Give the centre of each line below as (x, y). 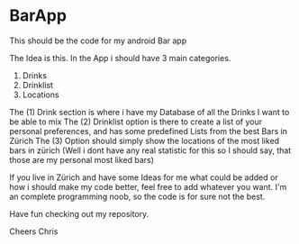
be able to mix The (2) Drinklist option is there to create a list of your (136, 122)
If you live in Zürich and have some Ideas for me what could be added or (144, 177)
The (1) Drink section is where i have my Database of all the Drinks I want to (149, 112)
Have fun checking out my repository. (79, 213)
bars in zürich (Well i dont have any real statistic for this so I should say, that (150, 150)
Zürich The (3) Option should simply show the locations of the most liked (145, 140)
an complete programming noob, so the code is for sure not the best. (137, 196)
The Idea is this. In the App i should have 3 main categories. (120, 58)
